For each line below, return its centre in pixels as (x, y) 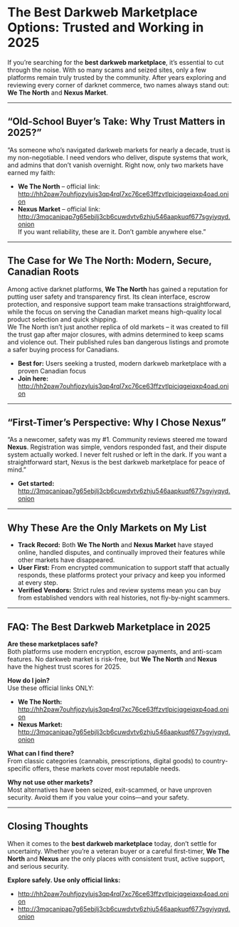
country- (215, 761)
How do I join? (28, 680)
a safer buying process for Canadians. (63, 349)
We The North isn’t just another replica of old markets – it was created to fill (118, 327)
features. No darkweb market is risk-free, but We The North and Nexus (112, 659)
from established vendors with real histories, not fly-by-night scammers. (123, 598)
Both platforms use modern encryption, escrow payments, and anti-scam (115, 651)
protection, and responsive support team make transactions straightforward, (119, 304)
